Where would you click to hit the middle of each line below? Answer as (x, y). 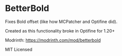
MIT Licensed (19, 49)
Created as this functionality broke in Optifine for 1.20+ (60, 31)
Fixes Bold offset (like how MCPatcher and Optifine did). (61, 22)
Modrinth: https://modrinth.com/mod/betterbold (53, 40)
